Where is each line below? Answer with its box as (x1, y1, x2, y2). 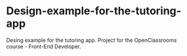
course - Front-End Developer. (6, 43, 82, 50)
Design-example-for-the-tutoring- (6, 4, 182, 18)
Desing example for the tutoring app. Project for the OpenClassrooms (6, 36, 177, 43)
